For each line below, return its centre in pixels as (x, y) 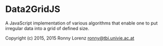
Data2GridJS (33, 9)
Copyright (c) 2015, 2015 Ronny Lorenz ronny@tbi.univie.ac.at (70, 38)
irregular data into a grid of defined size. (47, 28)
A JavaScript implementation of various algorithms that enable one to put (81, 23)
